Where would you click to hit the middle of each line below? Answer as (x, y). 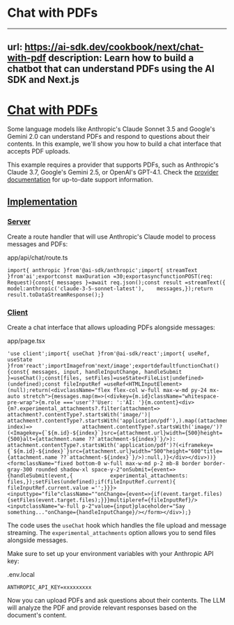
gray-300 (20, 470)
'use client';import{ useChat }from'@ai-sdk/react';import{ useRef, (109, 354)
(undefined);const (34, 384)
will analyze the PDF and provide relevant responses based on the (102, 608)
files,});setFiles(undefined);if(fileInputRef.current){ (92, 482)
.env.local (21, 575)
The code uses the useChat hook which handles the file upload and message (117, 525)
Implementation (42, 201)
